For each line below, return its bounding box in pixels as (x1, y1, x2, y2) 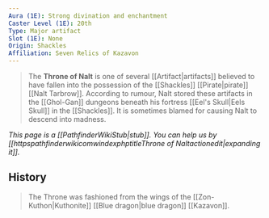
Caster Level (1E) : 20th (8, 19, 92, 27)
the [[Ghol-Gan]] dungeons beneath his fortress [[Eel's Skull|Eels (27, 98, 246, 107)
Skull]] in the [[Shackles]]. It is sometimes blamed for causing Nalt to (27, 106, 257, 115)
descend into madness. (27, 115, 107, 124)
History (8, 170, 47, 184)
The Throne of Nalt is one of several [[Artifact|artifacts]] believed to (27, 72, 255, 81)
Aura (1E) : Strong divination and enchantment (8, 11, 168, 20)
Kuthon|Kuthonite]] (27, 200, 91, 210)
